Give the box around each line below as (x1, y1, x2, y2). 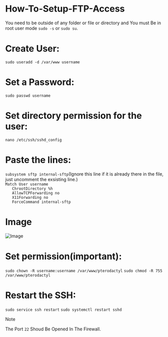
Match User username (5, 182, 49, 187)
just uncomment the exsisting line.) (5, 176, 78, 182)
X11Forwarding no (12, 195, 49, 200)
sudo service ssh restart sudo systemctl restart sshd (5, 307, 122, 312)
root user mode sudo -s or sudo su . (5, 25, 78, 31)
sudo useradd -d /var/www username (5, 59, 80, 65)
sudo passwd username (5, 93, 51, 98)
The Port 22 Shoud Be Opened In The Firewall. (5, 326, 101, 332)
